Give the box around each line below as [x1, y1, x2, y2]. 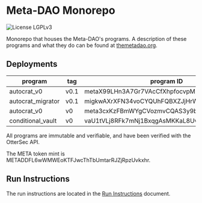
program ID [150, 77, 183, 85]
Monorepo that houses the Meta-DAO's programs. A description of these [6, 35, 187, 42]
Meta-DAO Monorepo [6, 4, 115, 17]
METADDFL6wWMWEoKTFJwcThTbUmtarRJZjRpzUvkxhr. [6, 156, 151, 163]
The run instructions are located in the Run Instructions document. [6, 190, 171, 197]
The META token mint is [6, 150, 65, 157]
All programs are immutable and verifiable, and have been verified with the [6, 132, 191, 139]
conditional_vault [9, 116, 57, 125]
